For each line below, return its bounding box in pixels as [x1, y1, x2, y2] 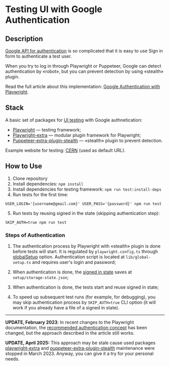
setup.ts [12, 260, 31, 265]
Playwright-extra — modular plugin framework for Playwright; [12, 132, 141, 138]
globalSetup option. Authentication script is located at [12, 254, 125, 260]
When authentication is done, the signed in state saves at [12, 269, 133, 275]
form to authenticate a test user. [5, 53, 72, 59]
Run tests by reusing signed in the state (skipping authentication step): [12, 210, 160, 216]
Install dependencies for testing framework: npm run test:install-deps [12, 186, 162, 192]
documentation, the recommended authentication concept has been [5, 325, 148, 331]
